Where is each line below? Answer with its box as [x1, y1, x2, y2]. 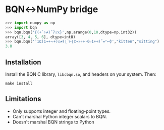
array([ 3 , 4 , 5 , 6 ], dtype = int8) [5, 34, 76, 39]
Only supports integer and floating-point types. [12, 108, 111, 114]
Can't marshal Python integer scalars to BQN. [12, 113, 107, 119]
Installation [5, 58, 41, 66]
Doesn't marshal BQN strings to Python [12, 119, 94, 125]
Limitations [5, 95, 41, 103]
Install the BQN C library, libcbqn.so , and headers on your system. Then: [5, 71, 156, 77]
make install [5, 81, 33, 86]
